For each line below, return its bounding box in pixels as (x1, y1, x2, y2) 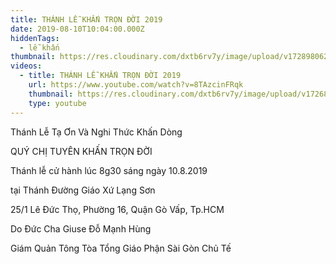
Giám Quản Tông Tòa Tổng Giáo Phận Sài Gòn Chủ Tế (10, 242, 232, 254)
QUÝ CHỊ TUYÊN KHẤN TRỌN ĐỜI (10, 145, 153, 157)
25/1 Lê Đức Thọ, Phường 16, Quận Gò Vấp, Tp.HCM (10, 203, 225, 215)
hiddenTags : (10, 33, 60, 43)
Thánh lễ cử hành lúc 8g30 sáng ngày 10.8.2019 (10, 164, 208, 176)
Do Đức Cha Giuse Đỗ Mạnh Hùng (10, 222, 152, 235)
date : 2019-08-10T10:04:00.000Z (10, 24, 145, 34)
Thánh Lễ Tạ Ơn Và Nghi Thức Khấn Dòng (10, 126, 183, 138)
